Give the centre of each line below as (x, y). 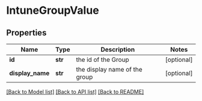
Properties (26, 33)
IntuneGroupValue (53, 11)
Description (118, 50)
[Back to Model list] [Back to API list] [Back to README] (75, 92)
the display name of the (109, 69)
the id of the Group (103, 60)
